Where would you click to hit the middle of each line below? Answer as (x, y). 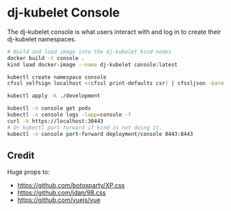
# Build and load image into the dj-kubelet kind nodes (89, 52)
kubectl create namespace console (57, 77)
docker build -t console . (46, 58)
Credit (21, 155)
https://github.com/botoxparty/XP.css (71, 185)
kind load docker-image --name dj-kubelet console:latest (92, 64)
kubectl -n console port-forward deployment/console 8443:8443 (100, 134)
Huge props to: (29, 172)
